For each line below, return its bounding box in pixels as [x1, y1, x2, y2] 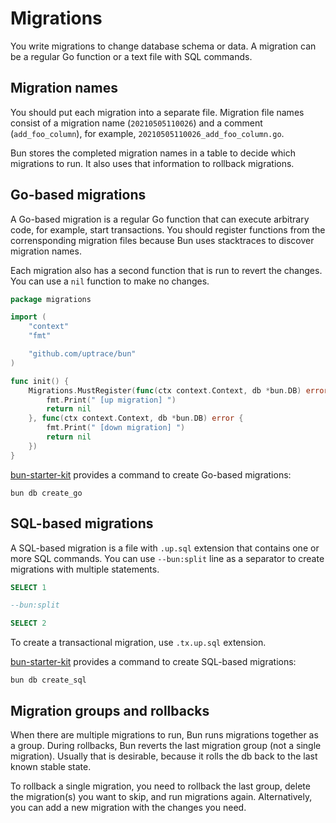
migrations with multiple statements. [10, 563, 160, 575]
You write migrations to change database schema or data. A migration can [10, 40, 317, 52]
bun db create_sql [10, 675, 87, 686]
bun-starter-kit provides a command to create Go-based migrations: [10, 468, 292, 481]
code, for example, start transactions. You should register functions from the [10, 223, 326, 236]
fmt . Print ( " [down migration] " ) [46, 423, 186, 433]
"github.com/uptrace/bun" [28, 349, 137, 359]
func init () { [10, 376, 70, 386]
